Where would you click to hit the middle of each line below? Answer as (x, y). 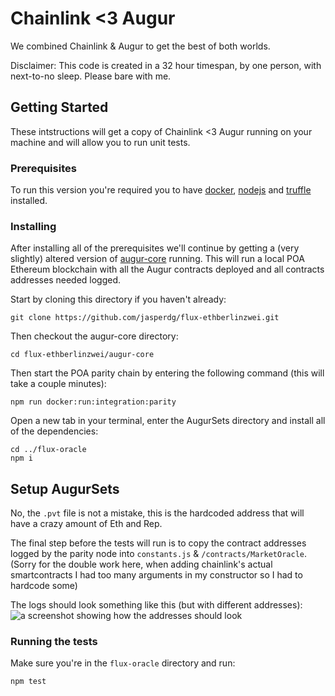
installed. (29, 201)
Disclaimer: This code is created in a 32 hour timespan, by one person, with (166, 65)
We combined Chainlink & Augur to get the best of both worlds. (140, 46)
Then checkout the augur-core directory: (94, 336)
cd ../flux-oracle (48, 450)
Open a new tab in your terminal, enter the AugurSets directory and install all (168, 421)
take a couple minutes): (58, 384)
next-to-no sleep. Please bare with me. (91, 76)
